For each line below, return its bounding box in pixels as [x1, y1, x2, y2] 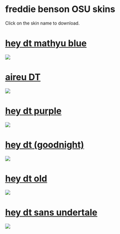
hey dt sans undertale [5, 206, 98, 218]
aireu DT [5, 72, 41, 83]
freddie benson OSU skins [5, 4, 116, 15]
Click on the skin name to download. [5, 20, 80, 26]
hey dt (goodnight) [5, 139, 85, 150]
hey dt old [5, 173, 47, 184]
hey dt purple [5, 105, 62, 116]
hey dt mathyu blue [5, 38, 87, 49]
